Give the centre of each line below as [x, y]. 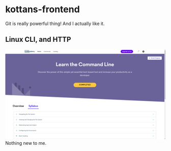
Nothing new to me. [26, 143]
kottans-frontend [42, 9]
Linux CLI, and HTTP [38, 40]
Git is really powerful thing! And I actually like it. [55, 23]
